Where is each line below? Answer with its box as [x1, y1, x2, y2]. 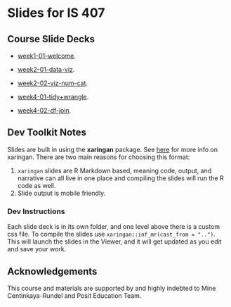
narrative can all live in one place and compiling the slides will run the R [17, 174, 225, 182]
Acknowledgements [7, 265, 98, 277]
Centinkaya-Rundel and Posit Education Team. [7, 291, 142, 300]
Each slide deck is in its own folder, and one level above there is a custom [7, 223, 220, 231]
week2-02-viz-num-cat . [17, 79, 88, 87]
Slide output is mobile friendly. [17, 189, 106, 197]
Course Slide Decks [7, 33, 95, 45]
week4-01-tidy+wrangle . [17, 93, 89, 101]
